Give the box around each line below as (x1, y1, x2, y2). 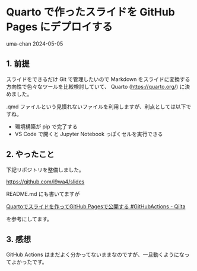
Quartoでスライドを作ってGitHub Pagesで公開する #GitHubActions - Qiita (6, 202, 186, 210)
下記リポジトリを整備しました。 (6, 166, 84, 173)
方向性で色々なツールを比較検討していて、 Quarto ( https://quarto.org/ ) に (6, 83, 185, 90)
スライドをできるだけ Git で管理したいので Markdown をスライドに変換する (6, 75, 190, 83)
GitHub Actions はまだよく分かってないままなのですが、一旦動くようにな (6, 251, 185, 258)
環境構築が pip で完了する (14, 122, 78, 130)
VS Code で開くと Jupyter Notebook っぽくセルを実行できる (14, 130, 163, 137)
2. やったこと (6, 149, 55, 160)
